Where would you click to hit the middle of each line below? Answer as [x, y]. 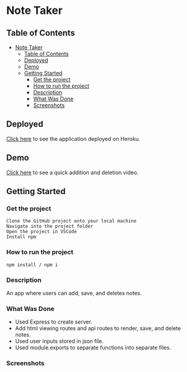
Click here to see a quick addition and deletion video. [73, 172]
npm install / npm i [32, 265]
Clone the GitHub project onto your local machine [71, 221]
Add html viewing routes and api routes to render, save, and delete [98, 328]
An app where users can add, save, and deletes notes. [74, 293]
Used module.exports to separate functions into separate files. [93, 348]
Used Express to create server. [54, 322]
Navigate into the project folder [50, 227]
